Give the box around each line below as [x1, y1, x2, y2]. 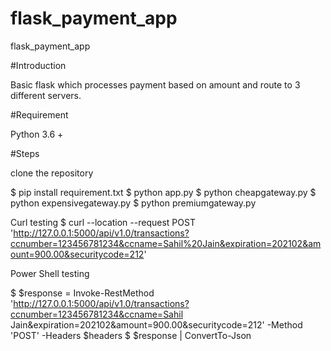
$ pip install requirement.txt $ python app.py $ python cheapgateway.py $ [10, 186, 317, 198]
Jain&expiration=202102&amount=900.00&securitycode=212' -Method [10, 318, 303, 331]
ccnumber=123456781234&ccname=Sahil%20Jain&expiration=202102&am [10, 237, 322, 249]
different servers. [10, 89, 82, 101]
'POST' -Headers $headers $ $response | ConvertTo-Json [10, 329, 252, 341]
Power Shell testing [10, 267, 90, 279]
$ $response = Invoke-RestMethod [10, 287, 155, 299]
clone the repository [10, 167, 94, 179]
